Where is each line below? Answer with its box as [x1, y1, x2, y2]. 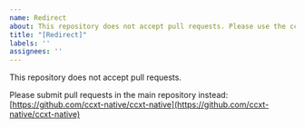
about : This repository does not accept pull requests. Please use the [9, 22, 286, 31]
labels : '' [9, 38, 51, 48]
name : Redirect [9, 13, 67, 23]
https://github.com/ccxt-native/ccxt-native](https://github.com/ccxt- [12, 99, 270, 110]
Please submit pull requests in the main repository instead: [9, 90, 229, 101]
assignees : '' [9, 47, 64, 56]
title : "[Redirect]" [9, 30, 88, 39]
